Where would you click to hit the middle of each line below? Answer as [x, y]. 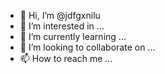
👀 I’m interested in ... [62, 26]
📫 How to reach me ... [66, 58]
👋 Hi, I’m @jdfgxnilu [60, 15]
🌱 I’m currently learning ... [73, 36]
